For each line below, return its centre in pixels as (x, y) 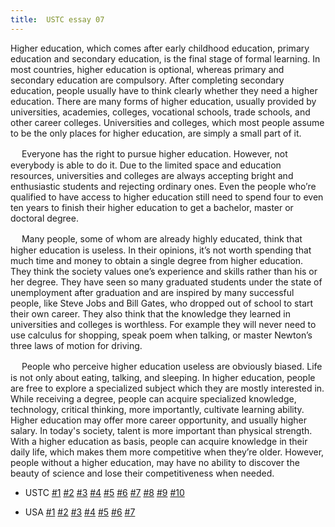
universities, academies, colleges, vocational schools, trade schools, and (160, 112)
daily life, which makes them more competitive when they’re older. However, (167, 452)
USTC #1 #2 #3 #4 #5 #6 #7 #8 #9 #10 (104, 492)
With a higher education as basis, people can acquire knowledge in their (159, 441)
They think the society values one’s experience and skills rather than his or (164, 271)
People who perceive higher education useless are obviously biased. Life (172, 366)
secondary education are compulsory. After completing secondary (147, 80)
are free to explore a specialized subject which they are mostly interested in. (167, 388)
